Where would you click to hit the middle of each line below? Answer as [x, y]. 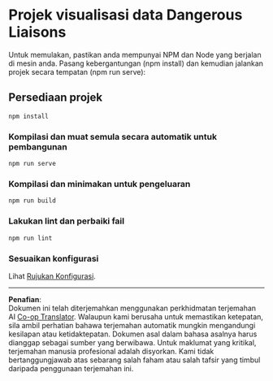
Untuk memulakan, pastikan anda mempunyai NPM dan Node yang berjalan [135, 54]
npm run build [32, 201]
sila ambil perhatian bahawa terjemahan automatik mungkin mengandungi [132, 325]
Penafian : [25, 299]
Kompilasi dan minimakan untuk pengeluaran [100, 184]
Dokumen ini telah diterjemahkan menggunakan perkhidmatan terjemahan [132, 308]
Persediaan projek [56, 98]
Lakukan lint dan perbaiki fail [66, 221]
